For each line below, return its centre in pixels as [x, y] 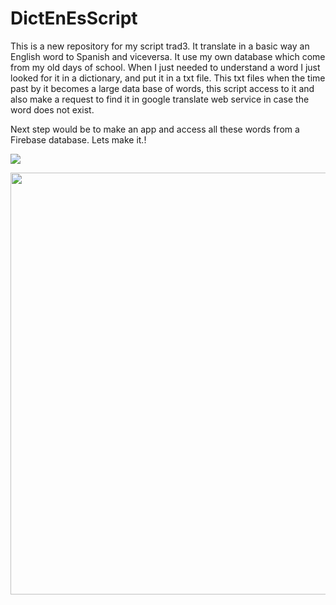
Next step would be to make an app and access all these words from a [155, 129]
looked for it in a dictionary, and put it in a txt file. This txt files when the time [168, 78]
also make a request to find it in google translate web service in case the [160, 99]
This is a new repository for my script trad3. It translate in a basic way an [160, 46]
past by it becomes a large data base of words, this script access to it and [162, 88]
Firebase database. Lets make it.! [78, 139]
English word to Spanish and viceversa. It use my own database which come [168, 56]
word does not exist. [52, 109]
